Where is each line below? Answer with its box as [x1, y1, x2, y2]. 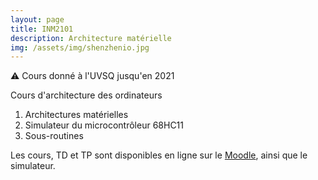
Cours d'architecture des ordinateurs [10, 89, 163, 101]
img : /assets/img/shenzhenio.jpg [10, 42, 150, 53]
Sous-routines [24, 130, 84, 142]
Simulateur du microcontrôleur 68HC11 [24, 119, 185, 131]
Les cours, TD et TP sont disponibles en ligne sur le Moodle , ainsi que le [10, 149, 308, 161]
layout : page [10, 14, 65, 25]
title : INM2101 [10, 24, 74, 34]
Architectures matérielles [24, 109, 129, 121]
